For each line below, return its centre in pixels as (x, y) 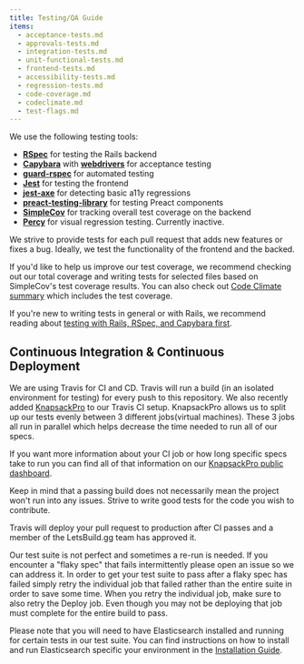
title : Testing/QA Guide (56, 18)
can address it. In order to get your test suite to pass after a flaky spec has (148, 575)
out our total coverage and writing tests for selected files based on (134, 277)
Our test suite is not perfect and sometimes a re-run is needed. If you (139, 555)
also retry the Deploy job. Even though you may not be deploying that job (146, 604)
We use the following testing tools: (74, 136)
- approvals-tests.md (59, 43)
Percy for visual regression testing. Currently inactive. (123, 222)
